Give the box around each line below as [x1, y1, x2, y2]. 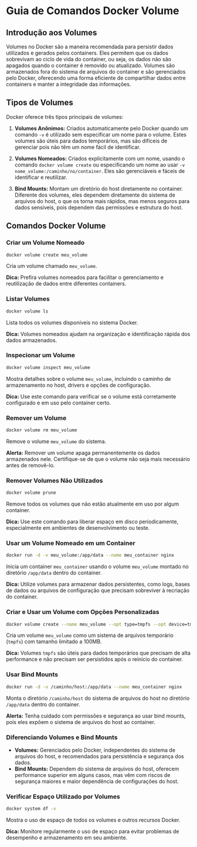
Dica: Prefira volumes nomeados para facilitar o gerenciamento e [6, 274, 164, 281]
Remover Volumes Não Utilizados [6, 476, 103, 484]
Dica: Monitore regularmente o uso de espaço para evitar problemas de [6, 828, 180, 835]
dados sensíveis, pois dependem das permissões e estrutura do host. [14, 204, 183, 211]
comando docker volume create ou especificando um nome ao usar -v [14, 161, 185, 168]
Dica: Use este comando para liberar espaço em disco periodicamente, [6, 518, 179, 525]
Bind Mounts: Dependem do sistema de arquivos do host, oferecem [14, 765, 179, 772]
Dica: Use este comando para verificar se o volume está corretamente [6, 393, 176, 400]
